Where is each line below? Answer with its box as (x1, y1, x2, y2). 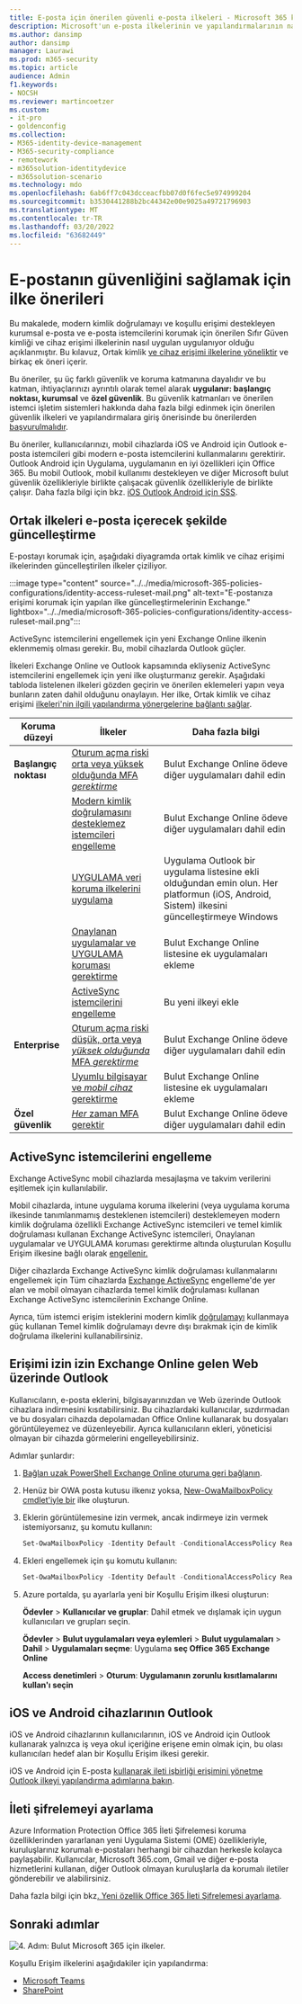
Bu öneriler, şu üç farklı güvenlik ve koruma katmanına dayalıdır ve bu (9, 374, 267, 385)
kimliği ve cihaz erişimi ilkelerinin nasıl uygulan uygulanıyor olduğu (9, 337, 254, 348)
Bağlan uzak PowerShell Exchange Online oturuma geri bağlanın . (22, 1467, 262, 1478)
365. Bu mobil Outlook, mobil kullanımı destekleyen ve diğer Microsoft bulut (9, 468, 289, 479)
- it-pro (9, 113, 42, 122)
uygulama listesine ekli (163, 865, 260, 878)
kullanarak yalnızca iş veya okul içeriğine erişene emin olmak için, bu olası (9, 1739, 283, 1749)
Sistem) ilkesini (163, 899, 227, 912)
